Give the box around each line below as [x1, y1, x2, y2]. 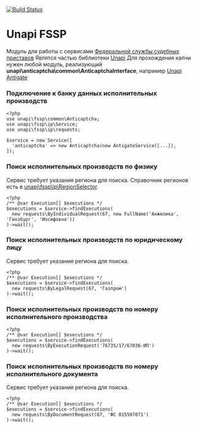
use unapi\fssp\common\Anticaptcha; [6, 116, 100, 122]
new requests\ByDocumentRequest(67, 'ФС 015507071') [12, 412, 149, 418]
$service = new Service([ [6, 137, 72, 144]
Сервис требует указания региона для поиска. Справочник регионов [6, 176, 188, 184]
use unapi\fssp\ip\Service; [6, 122, 78, 128]
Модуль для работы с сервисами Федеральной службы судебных [6, 47, 179, 55]
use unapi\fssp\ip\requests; [6, 126, 81, 133]
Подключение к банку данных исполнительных [6, 89, 157, 98]
